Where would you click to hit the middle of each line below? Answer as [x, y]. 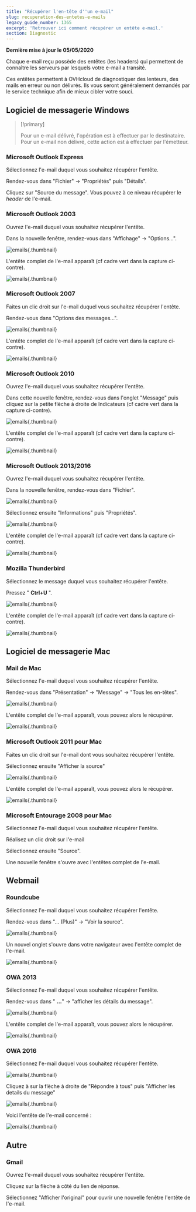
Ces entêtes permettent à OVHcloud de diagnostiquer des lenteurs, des [92, 79]
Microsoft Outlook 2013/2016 [49, 466]
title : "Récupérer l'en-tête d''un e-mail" [60, 11]
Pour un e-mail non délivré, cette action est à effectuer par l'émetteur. [104, 142]
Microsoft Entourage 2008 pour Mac [59, 815]
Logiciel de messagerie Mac [58, 652]
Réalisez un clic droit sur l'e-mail [45, 840]
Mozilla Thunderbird [36, 569]
